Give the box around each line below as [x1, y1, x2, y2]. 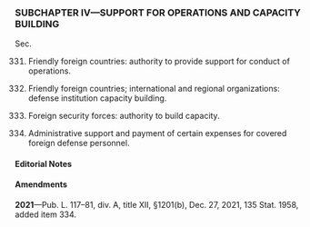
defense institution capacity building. [27, 93, 167, 104]
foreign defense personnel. [27, 138, 130, 149]
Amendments [15, 179, 67, 190]
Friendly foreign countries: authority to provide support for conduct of [27, 56, 290, 67]
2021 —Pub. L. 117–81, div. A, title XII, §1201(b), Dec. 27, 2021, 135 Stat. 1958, [15, 200, 299, 211]
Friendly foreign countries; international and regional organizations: [27, 84, 280, 94]
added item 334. [15, 209, 76, 220]
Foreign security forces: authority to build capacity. [27, 111, 221, 122]
